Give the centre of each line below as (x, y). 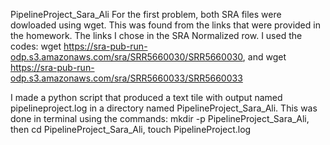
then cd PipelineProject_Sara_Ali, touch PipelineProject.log (131, 129)
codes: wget (36, 46)
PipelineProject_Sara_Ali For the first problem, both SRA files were (146, 14)
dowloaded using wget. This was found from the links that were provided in (165, 25)
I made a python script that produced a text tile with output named (146, 97)
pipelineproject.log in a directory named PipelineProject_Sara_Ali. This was (164, 108)
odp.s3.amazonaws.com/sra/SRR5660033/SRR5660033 (126, 78)
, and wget (264, 57)
